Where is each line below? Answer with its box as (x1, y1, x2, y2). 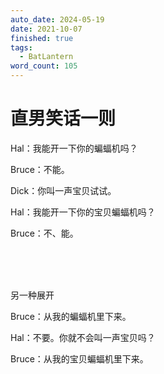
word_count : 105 (10, 61, 78, 71)
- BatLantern (19, 52, 74, 62)
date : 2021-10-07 (10, 24, 83, 34)
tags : (10, 42, 33, 53)
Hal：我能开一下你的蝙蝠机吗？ (10, 142, 138, 154)
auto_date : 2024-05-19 (10, 14, 105, 25)
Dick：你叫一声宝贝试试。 (10, 184, 117, 196)
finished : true (10, 33, 74, 43)
